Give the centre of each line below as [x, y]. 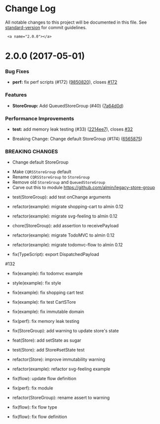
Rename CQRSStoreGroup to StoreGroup [51, 177]
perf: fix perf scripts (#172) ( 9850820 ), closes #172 [65, 82]
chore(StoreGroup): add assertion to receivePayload [65, 226]
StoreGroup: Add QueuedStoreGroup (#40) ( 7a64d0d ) [68, 106]
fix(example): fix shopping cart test [48, 293]
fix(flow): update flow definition [44, 379]
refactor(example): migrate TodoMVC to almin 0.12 [63, 235]
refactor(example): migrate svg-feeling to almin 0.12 [65, 216]
